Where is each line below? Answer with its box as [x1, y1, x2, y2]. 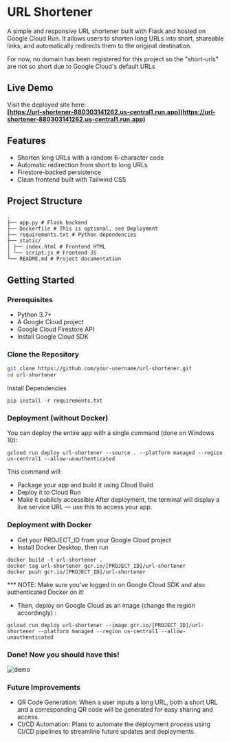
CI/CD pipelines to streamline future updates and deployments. [16, 728, 196, 736]
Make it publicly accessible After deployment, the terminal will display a [16, 496, 220, 504]
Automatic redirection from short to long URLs [16, 160, 148, 169]
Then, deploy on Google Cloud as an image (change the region [16, 601, 196, 609]
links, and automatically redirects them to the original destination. [7, 41, 192, 50]
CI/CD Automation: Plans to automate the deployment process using [16, 720, 211, 728]
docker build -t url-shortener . [7, 556, 103, 563]
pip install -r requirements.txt [7, 397, 103, 405]
